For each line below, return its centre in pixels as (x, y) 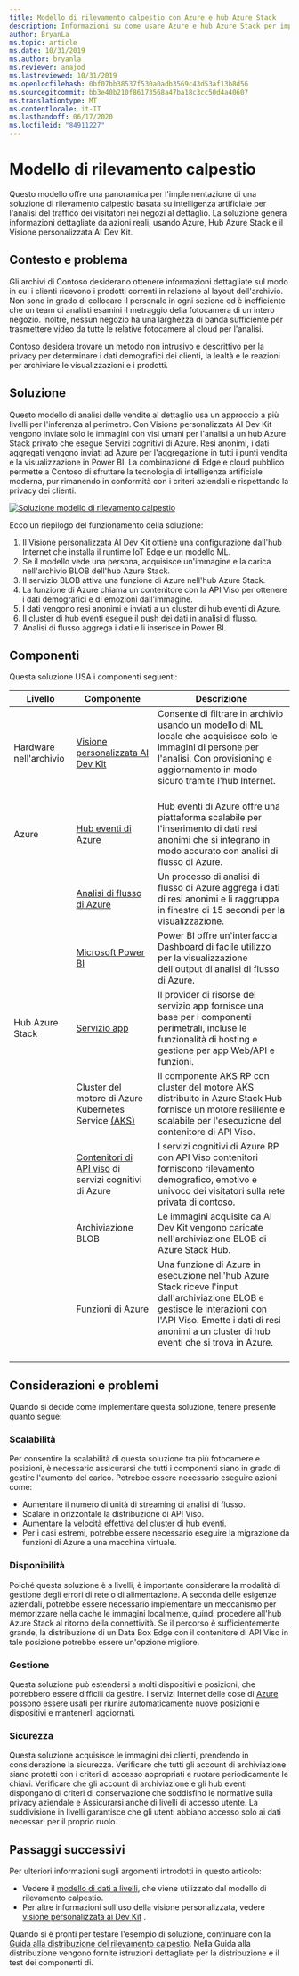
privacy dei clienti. (43, 490)
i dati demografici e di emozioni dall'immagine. (107, 599)
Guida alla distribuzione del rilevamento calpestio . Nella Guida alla (130, 1944)
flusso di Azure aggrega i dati (218, 888)
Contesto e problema (69, 260)
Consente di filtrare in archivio (220, 714)
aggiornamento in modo (207, 770)
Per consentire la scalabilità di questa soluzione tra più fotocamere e (135, 1459)
